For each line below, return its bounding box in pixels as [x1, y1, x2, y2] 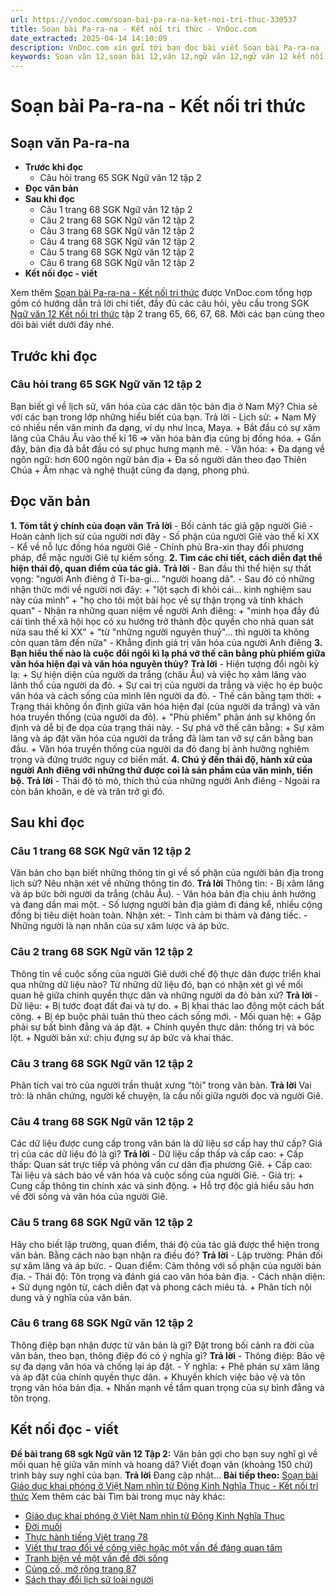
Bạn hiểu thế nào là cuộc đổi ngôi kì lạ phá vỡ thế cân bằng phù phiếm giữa [10, 647, 326, 659]
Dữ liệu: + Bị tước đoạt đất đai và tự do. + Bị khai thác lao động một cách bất [10, 999, 325, 1011]
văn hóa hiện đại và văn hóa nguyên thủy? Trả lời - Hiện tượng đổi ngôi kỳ [10, 657, 320, 670]
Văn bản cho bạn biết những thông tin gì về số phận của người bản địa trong [10, 867, 325, 879]
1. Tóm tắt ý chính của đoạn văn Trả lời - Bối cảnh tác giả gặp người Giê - [10, 519, 314, 531]
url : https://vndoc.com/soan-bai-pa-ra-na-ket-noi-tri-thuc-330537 [10, 14, 298, 25]
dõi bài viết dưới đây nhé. [10, 319, 115, 331]
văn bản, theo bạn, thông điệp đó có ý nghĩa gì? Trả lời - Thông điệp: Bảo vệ [10, 1349, 326, 1361]
